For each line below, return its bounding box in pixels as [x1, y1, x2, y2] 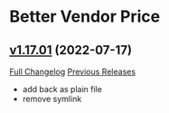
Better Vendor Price [9, 6, 161, 27]
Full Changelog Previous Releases [9, 66, 136, 77]
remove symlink [22, 93, 82, 104]
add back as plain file [22, 84, 102, 94]
